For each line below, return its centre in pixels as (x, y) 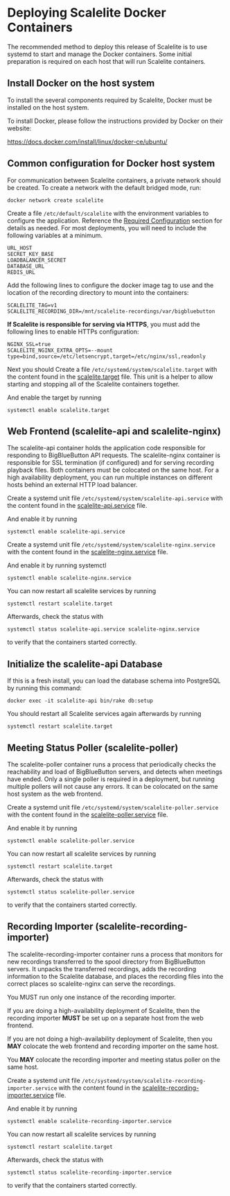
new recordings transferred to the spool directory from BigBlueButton (106, 962)
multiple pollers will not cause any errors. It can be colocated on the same (113, 786)
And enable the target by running (54, 398)
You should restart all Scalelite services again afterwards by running (104, 714)
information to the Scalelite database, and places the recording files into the (115, 976)
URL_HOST (20, 248)
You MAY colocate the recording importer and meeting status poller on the (114, 1059)
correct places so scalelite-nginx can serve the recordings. (91, 984)
